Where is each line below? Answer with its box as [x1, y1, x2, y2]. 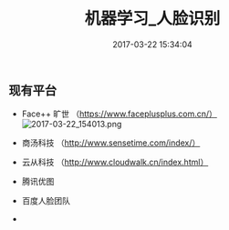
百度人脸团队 [21, 195, 70, 206]
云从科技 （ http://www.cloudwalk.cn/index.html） [21, 156, 209, 168]
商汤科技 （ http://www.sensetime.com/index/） [21, 137, 201, 148]
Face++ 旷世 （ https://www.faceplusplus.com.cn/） [21, 108, 218, 119]
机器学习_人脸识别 [84, 8, 221, 29]
